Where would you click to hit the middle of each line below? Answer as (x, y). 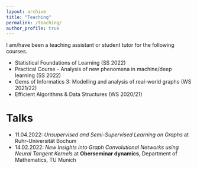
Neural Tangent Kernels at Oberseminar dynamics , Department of (96, 154)
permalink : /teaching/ (34, 23)
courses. (17, 52)
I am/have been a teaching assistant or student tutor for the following (90, 45)
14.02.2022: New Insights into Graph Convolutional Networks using (97, 147)
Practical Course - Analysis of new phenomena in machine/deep (93, 69)
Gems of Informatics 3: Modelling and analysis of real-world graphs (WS (103, 82)
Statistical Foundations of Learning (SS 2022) (70, 63)
